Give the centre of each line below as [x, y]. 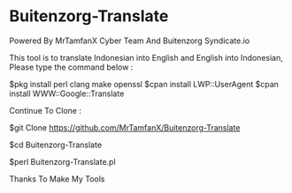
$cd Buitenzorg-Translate [56, 145]
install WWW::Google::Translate [67, 93]
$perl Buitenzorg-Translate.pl [63, 161]
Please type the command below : [71, 67]
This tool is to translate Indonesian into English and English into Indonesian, [146, 57]
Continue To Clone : [46, 110]
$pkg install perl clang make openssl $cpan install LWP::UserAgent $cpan [144, 84]
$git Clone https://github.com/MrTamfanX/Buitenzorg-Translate [125, 127]
